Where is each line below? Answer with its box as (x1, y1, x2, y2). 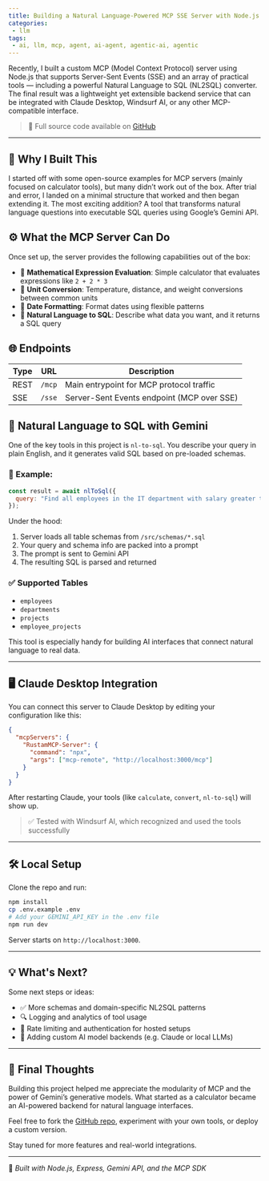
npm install (8, 898, 48, 906)
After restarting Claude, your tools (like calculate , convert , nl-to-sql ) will (8, 793, 251, 802)
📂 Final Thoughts (8, 1062, 94, 1076)
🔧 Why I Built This (8, 152, 98, 166)
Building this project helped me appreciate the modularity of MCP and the (8, 1084, 251, 1094)
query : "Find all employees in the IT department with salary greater (15, 494, 256, 503)
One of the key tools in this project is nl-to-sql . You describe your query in (8, 440, 257, 450)
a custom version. (8, 1125, 68, 1135)
